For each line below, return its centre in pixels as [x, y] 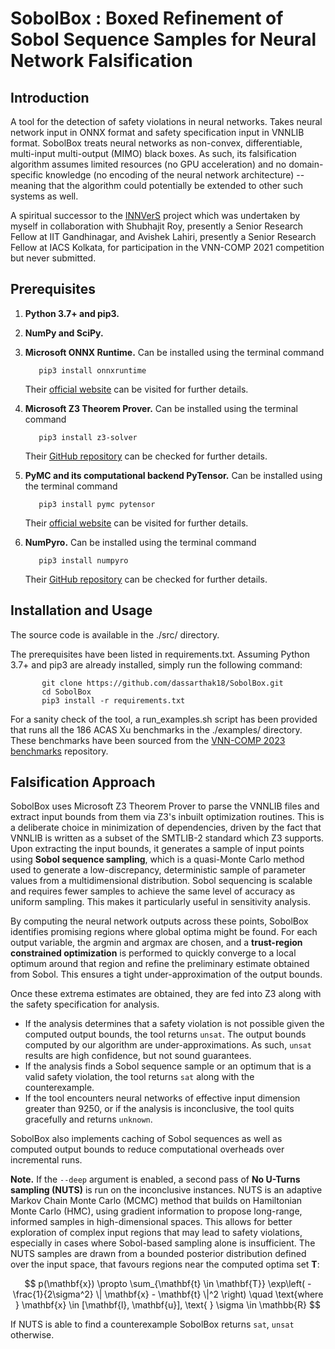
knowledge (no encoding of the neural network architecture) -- [175, 175]
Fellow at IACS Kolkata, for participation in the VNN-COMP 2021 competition [167, 247]
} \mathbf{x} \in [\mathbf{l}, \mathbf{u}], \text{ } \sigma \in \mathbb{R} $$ [168, 1305]
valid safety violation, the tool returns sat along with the [139, 1077]
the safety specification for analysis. [85, 1004]
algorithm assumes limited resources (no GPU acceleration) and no [148, 164]
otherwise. [32, 1335]
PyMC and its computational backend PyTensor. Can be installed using [173, 475]
